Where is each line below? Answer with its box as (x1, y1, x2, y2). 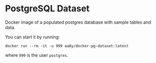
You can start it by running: (5, 34, 60, 40)
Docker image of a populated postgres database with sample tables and (5, 19, 151, 25)
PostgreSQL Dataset (5, 3, 90, 14)
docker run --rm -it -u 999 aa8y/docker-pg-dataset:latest (5, 43, 129, 48)
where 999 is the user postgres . (5, 52, 68, 58)
